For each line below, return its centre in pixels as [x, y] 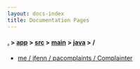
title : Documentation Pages [49, 20]
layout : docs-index [36, 14]
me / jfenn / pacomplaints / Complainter [75, 58]
